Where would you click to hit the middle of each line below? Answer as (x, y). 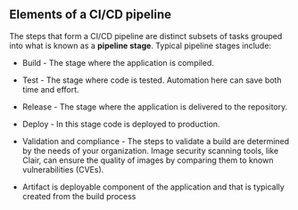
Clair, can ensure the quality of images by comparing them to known (148, 160)
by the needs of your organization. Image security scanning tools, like (150, 150)
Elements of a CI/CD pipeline (91, 15)
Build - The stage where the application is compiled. (118, 62)
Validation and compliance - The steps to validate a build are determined (156, 141)
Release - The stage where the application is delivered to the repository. (155, 107)
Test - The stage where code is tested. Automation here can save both (152, 80)
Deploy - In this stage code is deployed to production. (121, 124)
